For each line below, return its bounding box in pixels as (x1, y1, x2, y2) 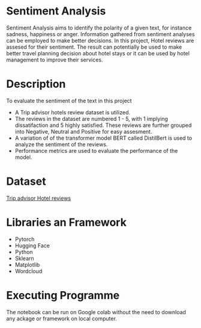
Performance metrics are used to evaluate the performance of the (14, 147, 178, 154)
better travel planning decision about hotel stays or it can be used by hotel (6, 49, 190, 57)
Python (14, 248, 33, 255)
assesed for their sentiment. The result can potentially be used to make (6, 43, 182, 51)
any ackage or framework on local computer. (6, 315, 117, 322)
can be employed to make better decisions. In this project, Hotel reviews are (6, 37, 194, 44)
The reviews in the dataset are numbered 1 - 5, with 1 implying (14, 115, 168, 122)
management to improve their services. (6, 56, 103, 63)
